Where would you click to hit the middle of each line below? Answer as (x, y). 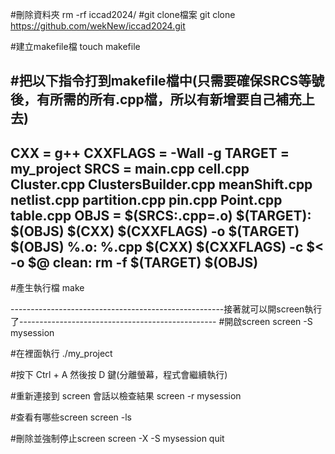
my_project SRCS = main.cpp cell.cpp (130, 168)
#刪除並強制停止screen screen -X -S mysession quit (117, 439)
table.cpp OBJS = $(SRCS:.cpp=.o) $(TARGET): (161, 215)
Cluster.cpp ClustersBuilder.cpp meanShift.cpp (161, 184)
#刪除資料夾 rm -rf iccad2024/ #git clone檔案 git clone (123, 14)
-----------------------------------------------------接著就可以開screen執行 (166, 309)
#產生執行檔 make (47, 288)
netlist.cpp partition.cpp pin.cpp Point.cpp (146, 199)
